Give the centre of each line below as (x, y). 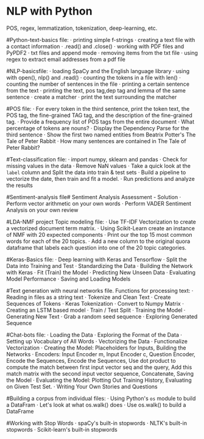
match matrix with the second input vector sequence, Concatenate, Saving (100, 373)
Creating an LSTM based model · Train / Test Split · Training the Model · (96, 310)
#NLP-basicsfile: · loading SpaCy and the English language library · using (98, 71)
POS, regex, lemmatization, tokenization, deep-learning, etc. (82, 28)
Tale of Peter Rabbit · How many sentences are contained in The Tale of (97, 141)
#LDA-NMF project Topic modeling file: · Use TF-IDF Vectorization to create (101, 222)
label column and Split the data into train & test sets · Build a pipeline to (96, 172)
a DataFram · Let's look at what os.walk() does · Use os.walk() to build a (96, 405)
